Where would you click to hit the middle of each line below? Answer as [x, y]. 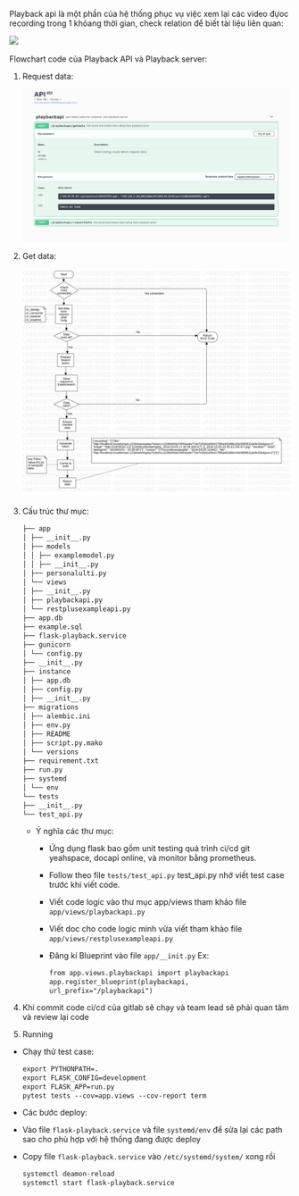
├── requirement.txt [60, 761]
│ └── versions [50, 752]
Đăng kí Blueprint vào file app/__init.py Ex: [129, 956]
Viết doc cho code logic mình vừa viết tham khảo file [145, 929]
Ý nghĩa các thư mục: [75, 832]
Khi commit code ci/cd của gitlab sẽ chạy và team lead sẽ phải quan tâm [155, 1008]
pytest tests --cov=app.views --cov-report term [114, 1096]
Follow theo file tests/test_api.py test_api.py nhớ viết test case [166, 875]
